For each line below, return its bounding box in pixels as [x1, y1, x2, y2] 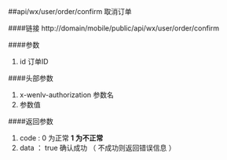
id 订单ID [19, 57, 49, 66]
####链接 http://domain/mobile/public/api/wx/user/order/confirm [8, 24, 220, 33]
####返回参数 [8, 117, 53, 125]
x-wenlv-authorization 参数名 [19, 90, 114, 100]
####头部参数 [8, 74, 53, 82]
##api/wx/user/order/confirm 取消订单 [8, 7, 132, 16]
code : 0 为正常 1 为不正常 [19, 133, 104, 143]
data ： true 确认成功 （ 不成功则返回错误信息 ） [19, 144, 176, 152]
